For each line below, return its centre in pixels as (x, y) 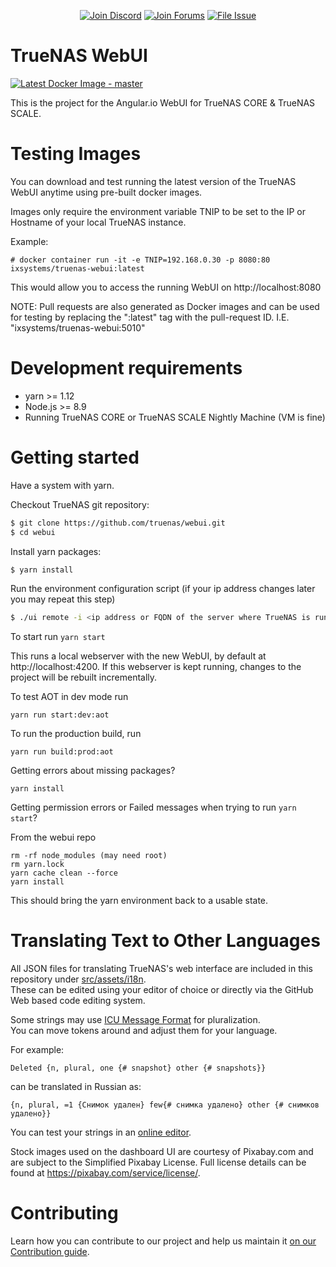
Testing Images (76, 154)
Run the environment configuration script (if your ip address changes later (163, 589)
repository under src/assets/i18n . (78, 979)
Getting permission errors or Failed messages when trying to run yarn (153, 807)
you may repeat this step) (63, 599)
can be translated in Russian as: (76, 1087)
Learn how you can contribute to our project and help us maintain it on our (163, 1241)
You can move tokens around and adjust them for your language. (144, 1031)
